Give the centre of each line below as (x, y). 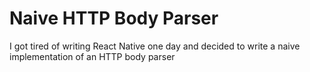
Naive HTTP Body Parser (114, 18)
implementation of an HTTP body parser (92, 56)
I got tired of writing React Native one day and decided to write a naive (155, 46)
